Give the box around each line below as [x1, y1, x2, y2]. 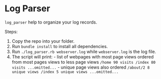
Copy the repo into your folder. [11, 38, 75, 44]
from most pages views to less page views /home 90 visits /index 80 [11, 59, 156, 65]
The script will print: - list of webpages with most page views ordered [11, 53, 154, 59]
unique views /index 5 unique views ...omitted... [11, 69, 119, 74]
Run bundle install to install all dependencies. [11, 43, 108, 49]
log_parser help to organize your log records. [4, 19, 98, 25]
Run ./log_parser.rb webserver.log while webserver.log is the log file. [11, 49, 157, 54]
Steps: [4, 28, 18, 34]
